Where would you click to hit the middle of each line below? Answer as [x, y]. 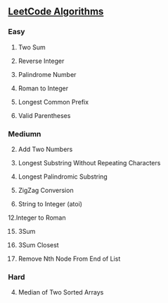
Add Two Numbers [45, 149]
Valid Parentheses [44, 115]
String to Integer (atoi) [50, 203]
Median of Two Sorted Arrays [61, 292]
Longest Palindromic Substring [63, 177]
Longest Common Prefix [53, 102]
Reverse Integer [41, 61]
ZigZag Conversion [46, 190]
